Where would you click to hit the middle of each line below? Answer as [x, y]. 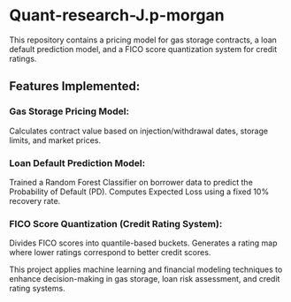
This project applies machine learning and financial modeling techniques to [146, 269]
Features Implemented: [75, 86]
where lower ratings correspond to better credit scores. [110, 253]
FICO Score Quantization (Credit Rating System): [116, 223]
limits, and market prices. [55, 140]
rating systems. [37, 289]
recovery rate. [35, 200]
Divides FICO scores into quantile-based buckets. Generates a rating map [143, 243]
